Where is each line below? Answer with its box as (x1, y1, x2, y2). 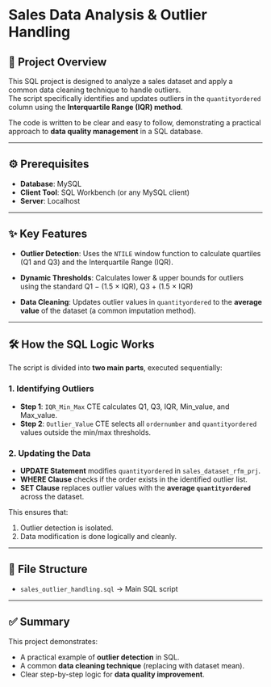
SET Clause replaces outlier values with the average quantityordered (19, 483, 252, 493)
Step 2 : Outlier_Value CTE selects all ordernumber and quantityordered (19, 419, 257, 428)
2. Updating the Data (8, 447, 91, 458)
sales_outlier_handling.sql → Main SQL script (19, 584, 179, 593)
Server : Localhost (19, 196, 81, 205)
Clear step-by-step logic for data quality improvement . (19, 669, 206, 679)
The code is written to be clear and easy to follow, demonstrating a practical (8, 118, 261, 127)
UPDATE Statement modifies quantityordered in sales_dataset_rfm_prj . (19, 466, 261, 476)
